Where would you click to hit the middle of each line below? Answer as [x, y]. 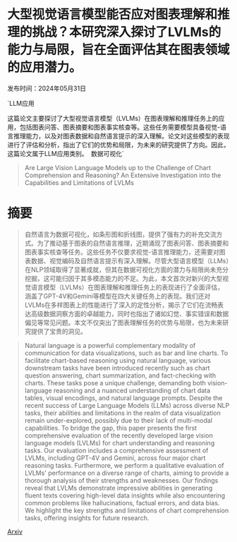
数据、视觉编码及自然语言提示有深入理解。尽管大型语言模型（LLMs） [130, 260]
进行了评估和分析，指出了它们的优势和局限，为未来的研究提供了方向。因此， [119, 145]
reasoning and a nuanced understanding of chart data [132, 390]
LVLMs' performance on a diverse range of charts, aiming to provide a [127, 473]
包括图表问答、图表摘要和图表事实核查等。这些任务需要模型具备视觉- [120, 127]
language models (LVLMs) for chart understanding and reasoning [120, 442]
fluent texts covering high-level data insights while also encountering [125, 495]
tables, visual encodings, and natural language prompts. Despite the [123, 398]
